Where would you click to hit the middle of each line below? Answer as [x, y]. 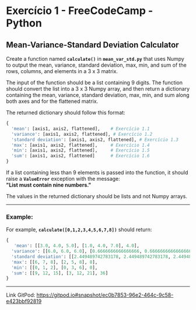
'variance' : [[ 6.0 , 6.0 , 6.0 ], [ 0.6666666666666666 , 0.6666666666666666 [101, 252]
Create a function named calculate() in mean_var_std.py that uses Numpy [95, 59]
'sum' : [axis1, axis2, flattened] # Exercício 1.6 [80, 156]
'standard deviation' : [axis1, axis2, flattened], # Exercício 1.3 [95, 139]
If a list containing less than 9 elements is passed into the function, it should [97, 173]
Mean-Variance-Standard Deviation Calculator [92, 45]
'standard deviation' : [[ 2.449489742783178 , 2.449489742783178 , [91, 256]
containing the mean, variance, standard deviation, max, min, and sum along [98, 95]
